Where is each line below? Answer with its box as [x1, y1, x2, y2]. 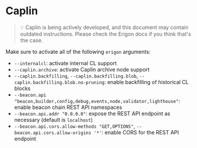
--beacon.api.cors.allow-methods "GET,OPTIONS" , [14, 123, 135, 130]
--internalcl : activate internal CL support [14, 59, 117, 66]
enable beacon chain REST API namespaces [14, 104, 122, 111]
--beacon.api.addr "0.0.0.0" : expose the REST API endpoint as [14, 110, 170, 117]
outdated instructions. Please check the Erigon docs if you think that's [20, 30, 192, 37]
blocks [14, 85, 31, 92]
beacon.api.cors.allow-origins [14, 130, 92, 136]
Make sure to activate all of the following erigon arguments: [5, 48, 151, 55]
